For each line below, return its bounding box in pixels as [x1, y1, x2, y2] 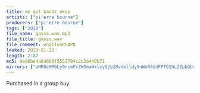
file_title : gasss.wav [6, 36, 62, 42]
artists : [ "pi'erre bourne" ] [6, 14, 79, 20]
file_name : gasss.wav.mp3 [6, 31, 70, 37]
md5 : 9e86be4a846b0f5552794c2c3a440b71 [6, 58, 105, 64]
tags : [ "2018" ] [6, 25, 44, 31]
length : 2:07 [6, 53, 39, 59]
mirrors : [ [6, 63, 33, 70]
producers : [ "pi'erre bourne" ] [6, 20, 84, 25]
